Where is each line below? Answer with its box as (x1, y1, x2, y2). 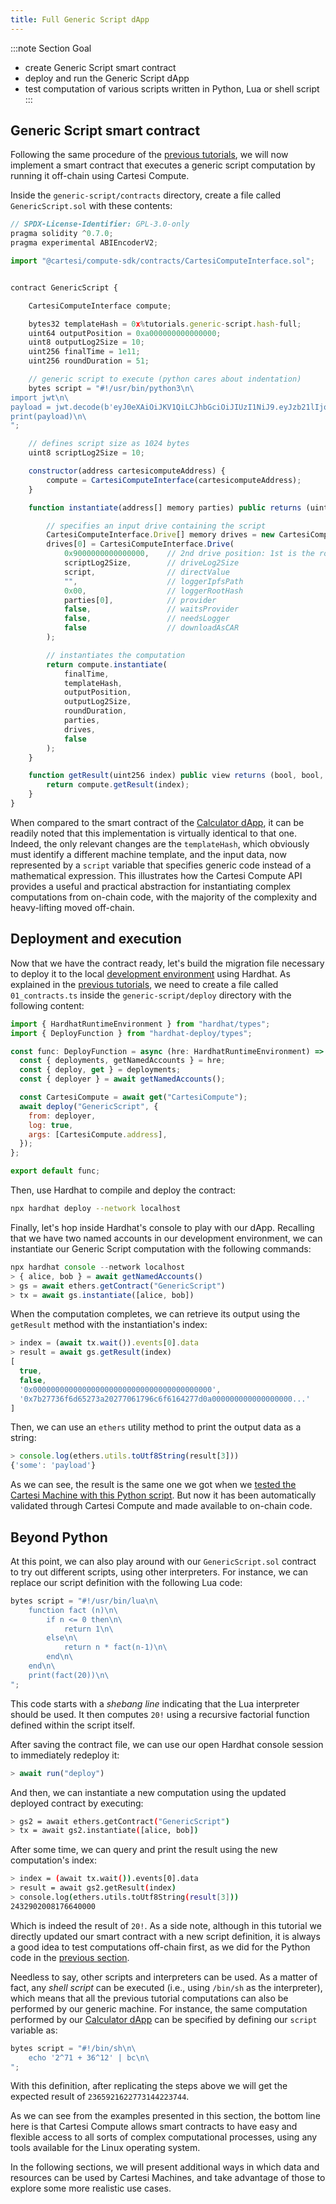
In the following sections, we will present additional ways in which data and (10, 2161, 320, 2173)
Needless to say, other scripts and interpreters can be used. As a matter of (10, 1971, 318, 1983)
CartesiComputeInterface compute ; (28, 301, 172, 311)
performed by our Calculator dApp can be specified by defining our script (10, 2013, 318, 2025)
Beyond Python (10, 1529, 108, 1546)
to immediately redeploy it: (10, 1749, 120, 1761)
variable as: (10, 2024, 58, 2036)
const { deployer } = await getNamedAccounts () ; (19, 1074, 226, 1085)
